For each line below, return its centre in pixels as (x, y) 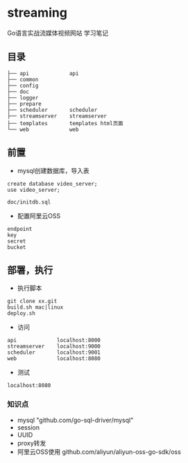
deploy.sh (22, 314)
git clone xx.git (32, 301)
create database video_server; (52, 184)
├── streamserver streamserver (57, 116)
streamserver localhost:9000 (54, 347)
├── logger (23, 98)
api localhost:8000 (54, 341)
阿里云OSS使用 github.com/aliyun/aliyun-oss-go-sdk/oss (99, 452)
